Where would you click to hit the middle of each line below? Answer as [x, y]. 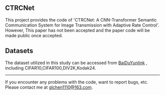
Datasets [19, 51]
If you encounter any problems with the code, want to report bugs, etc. [77, 82]
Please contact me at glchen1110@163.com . [49, 87]
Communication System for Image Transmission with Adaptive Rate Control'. [82, 25]
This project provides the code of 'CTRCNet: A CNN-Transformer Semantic [81, 20]
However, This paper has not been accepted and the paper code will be [78, 30]
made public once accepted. [34, 35]
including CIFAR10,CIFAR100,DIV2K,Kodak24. [51, 68]
